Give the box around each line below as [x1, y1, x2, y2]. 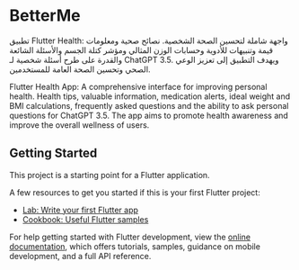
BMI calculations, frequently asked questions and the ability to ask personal [9, 100, 289, 111]
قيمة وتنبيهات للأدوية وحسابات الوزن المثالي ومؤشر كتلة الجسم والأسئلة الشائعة [9, 44, 274, 55]
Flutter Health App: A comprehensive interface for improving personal [9, 81, 268, 92]
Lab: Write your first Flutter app [22, 204, 139, 215]
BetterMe [9, 5, 81, 26]
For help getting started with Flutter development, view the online [9, 231, 251, 242]
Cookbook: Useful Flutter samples [22, 213, 149, 225]
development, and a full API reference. [9, 250, 152, 261]
